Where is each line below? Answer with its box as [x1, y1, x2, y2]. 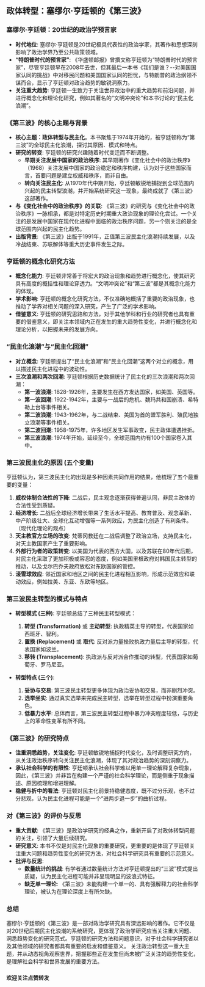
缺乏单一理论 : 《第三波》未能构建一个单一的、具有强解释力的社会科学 [24, 880, 199, 887]
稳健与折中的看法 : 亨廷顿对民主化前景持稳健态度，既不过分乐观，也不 [15, 787, 190, 795]
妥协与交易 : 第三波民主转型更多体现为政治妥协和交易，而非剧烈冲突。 [24, 687, 199, 694]
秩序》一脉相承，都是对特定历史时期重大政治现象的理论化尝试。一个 [20, 209, 192, 217]
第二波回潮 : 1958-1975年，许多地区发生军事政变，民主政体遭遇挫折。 [24, 426, 198, 434]
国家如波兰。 [29, 646, 62, 653]
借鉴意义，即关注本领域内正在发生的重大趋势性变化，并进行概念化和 [26, 318, 197, 326]
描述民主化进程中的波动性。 [20, 365, 90, 373]
